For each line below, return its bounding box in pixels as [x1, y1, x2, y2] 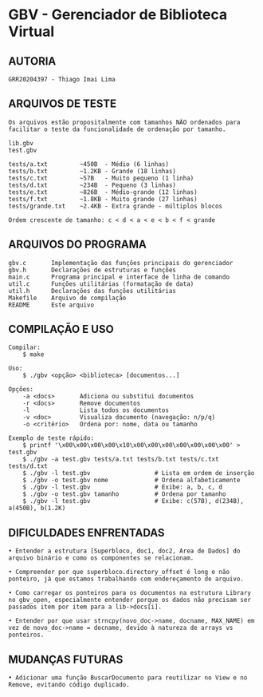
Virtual [8, 22, 54, 41]
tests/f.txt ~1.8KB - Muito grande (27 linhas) [8, 195, 198, 203]
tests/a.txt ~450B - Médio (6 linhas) [8, 160, 170, 168]
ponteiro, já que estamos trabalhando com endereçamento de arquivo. [8, 575, 245, 584]
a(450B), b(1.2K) [8, 505, 66, 513]
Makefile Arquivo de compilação [8, 294, 127, 302]
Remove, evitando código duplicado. [8, 681, 130, 689]
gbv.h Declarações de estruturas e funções [8, 266, 177, 274]
